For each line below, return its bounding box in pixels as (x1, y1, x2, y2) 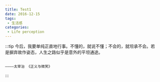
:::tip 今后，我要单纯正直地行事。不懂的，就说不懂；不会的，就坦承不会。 (5, 43, 151, 49)
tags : (5, 16, 16, 21)
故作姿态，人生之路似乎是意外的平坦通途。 (17, 49, 103, 55)
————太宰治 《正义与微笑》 (5, 64, 52, 69)
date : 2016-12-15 (5, 12, 40, 16)
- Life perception (7, 29, 45, 34)
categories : (5, 25, 29, 30)
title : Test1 (5, 7, 32, 12)
